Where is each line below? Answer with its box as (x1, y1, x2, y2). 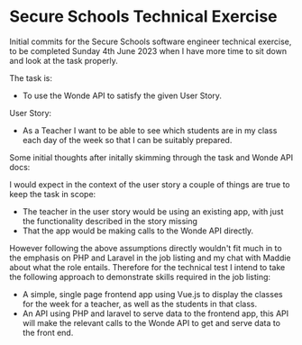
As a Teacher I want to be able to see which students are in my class (22, 124, 278, 136)
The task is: (9, 72, 52, 83)
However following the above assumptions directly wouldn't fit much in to (9, 242, 282, 253)
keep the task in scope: (9, 188, 96, 199)
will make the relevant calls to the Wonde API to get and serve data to (22, 317, 281, 328)
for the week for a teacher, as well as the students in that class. (22, 298, 258, 309)
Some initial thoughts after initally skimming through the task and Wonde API (9, 151, 294, 163)
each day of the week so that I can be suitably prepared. (22, 134, 233, 145)
